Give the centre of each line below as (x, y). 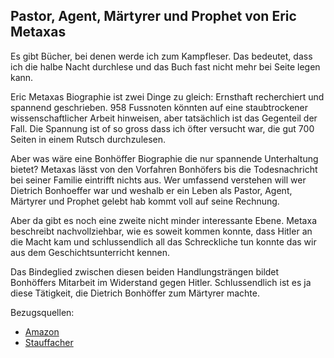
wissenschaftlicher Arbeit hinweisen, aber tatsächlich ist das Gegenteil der (164, 118)
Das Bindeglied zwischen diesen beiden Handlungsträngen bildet (145, 271)
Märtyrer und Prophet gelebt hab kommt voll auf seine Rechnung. (145, 201)
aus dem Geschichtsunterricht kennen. (90, 252)
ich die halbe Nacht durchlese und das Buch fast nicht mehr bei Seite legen (165, 66)
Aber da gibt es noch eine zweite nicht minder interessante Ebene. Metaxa (163, 220)
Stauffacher (49, 342)
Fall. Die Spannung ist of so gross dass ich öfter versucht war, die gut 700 (162, 128)
